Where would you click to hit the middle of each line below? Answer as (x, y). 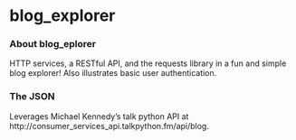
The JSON (33, 97)
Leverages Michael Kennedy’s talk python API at (99, 116)
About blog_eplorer (53, 44)
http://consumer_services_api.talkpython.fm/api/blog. (110, 126)
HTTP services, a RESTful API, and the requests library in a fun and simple (148, 63)
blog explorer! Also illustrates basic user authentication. (113, 73)
